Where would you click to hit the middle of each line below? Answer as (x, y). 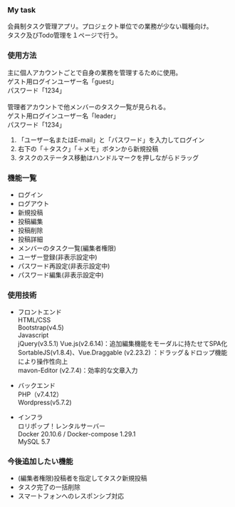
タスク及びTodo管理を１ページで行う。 (65, 35)
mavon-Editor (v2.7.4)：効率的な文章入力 (78, 370)
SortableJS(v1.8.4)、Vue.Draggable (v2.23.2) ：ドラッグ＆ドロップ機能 (122, 353)
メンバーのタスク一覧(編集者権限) (67, 248)
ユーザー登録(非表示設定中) (57, 257)
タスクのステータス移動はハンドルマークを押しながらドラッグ (108, 158)
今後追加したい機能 (40, 461)
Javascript (33, 335)
